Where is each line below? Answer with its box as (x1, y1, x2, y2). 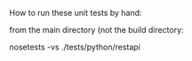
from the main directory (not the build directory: (9, 25, 184, 34)
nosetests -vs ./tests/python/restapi (9, 42, 140, 52)
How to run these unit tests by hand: (9, 8, 142, 18)
